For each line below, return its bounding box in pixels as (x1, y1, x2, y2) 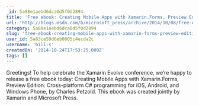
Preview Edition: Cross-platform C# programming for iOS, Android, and (6, 81, 179, 89)
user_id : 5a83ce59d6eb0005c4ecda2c (6, 36, 94, 42)
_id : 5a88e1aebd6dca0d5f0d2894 (6, 8, 84, 15)
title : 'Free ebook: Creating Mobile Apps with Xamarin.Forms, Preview (6, 14, 187, 20)
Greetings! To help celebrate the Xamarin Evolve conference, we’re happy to (6, 69, 192, 76)
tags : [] (6, 53, 28, 59)
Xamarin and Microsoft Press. (6, 94, 78, 101)
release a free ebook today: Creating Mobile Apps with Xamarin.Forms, (6, 75, 179, 82)
